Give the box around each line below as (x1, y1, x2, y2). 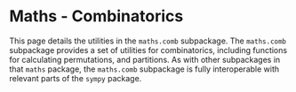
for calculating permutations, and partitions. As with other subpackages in (9, 54, 281, 65)
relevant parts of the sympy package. (9, 73, 142, 83)
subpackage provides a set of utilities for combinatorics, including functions (9, 44, 287, 55)
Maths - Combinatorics (9, 6, 184, 27)
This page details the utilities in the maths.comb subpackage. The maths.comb (9, 35, 287, 46)
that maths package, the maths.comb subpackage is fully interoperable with (9, 64, 280, 74)
